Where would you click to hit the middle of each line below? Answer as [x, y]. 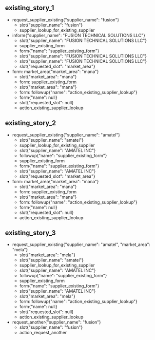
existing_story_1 [30, 8]
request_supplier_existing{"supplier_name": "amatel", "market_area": [81, 245]
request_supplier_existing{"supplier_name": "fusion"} [66, 19]
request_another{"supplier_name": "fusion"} [57, 322]
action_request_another [43, 333]
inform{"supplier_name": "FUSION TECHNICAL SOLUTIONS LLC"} [78, 35]
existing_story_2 [30, 123]
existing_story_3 [30, 233]
